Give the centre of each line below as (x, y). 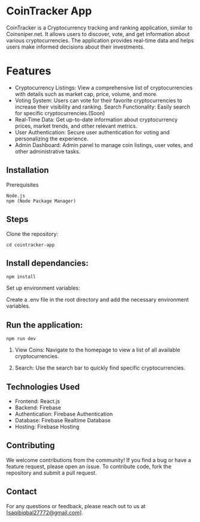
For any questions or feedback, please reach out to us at (76, 506)
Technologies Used (43, 387)
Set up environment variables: (43, 288)
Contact (22, 492)
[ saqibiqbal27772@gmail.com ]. (45, 512)
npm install (21, 277)
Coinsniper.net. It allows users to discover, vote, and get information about (98, 34)
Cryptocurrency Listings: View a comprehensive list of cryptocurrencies (104, 88)
